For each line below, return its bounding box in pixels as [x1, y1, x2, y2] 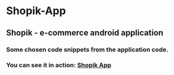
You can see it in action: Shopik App [6, 61, 111, 69]
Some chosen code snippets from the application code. [6, 45, 169, 54]
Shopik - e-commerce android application [6, 28, 164, 38]
